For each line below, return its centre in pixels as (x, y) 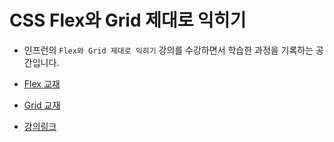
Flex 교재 (42, 83)
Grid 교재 (42, 105)
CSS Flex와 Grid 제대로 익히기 (128, 20)
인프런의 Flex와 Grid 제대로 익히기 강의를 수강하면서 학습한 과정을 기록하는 (168, 50)
